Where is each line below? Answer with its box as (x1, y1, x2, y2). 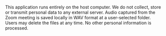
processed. (5, 25, 28, 31)
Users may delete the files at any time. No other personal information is (5, 20, 152, 26)
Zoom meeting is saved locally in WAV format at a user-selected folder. (5, 15, 151, 20)
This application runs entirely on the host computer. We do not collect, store (5, 4, 161, 10)
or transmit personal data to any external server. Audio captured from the (5, 9, 156, 15)
